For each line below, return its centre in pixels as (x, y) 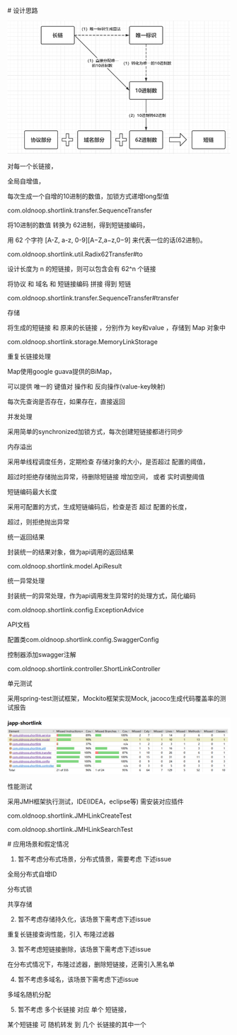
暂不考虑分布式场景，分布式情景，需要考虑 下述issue (94, 859)
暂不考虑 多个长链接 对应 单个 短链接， (74, 1009)
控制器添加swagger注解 (42, 654)
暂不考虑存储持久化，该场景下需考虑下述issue (84, 919)
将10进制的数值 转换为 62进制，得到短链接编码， (78, 224)
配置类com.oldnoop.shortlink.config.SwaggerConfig (83, 639)
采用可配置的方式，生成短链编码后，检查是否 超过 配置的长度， (99, 507)
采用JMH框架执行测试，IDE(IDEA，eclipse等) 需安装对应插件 (96, 801)
